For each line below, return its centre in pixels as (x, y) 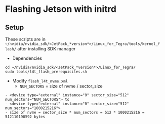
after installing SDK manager (46, 49)
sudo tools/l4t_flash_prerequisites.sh (46, 72)
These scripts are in (25, 39)
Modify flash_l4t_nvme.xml (40, 81)
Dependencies (27, 58)
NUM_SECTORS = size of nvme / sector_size (61, 86)
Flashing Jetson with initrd (61, 9)
